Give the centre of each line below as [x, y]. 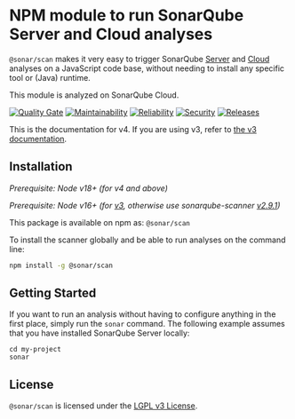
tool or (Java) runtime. [50, 77]
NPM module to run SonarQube [127, 16]
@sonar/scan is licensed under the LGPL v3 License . [104, 406]
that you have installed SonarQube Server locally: [100, 333]
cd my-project [36, 350]
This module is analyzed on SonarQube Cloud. [94, 95]
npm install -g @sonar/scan [61, 265]
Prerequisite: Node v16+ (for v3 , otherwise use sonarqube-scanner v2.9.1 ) [145, 205]
